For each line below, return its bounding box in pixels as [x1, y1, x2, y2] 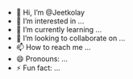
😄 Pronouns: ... [15, 54, 69, 64]
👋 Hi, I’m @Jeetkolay [15, 8, 85, 17]
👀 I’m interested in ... [15, 16, 85, 26]
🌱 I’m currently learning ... [15, 25, 102, 34]
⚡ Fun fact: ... [15, 63, 60, 73]
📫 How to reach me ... [15, 43, 91, 52]
